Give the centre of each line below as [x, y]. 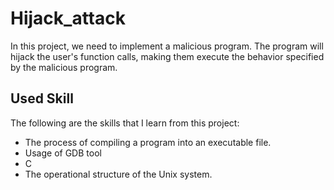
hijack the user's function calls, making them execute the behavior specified [167, 56]
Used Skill [42, 98]
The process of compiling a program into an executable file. [148, 142]
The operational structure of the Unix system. [118, 174]
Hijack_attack [68, 18]
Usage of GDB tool [63, 153]
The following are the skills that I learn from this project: [125, 123]
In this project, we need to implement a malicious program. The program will [167, 46]
